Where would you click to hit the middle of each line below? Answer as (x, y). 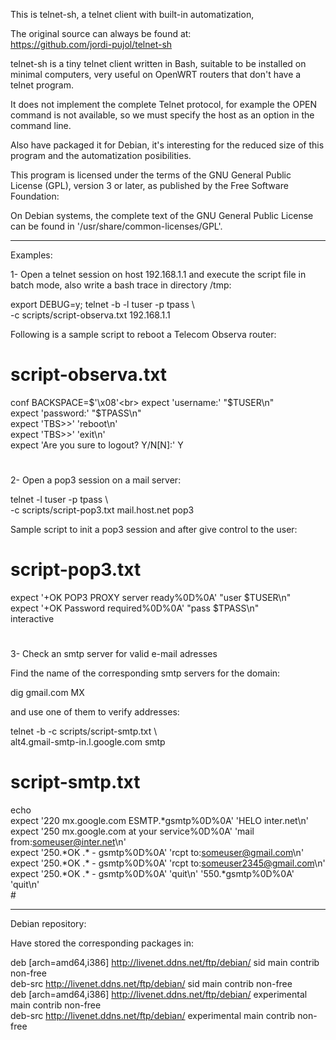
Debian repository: (48, 924)
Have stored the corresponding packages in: (102, 943)
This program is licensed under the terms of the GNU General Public (151, 175)
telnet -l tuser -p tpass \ (59, 500)
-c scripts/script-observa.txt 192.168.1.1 (90, 315)
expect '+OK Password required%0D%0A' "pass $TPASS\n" (135, 608)
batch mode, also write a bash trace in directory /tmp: (121, 285)
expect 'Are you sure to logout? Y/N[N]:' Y (97, 445)
